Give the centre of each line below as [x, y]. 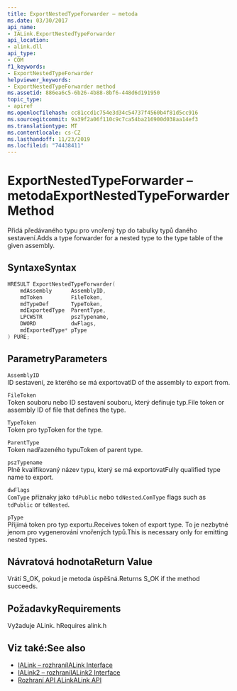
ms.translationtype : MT [43, 126]
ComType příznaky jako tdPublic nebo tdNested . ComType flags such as [107, 497]
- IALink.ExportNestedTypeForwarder [61, 34]
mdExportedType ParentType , [63, 310]
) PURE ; [19, 337]
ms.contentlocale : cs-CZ [44, 133]
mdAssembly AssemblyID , [63, 291]
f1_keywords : [27, 67]
